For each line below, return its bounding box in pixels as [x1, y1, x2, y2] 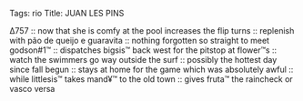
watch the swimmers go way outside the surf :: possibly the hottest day [9, 55, 278, 65]
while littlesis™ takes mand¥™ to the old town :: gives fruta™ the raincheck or [9, 74, 293, 85]
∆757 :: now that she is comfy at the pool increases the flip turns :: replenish [9, 25, 295, 35]
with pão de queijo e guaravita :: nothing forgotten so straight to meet [9, 35, 270, 45]
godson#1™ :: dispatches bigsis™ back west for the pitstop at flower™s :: [9, 45, 278, 56]
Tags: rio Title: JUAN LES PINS [9, 8, 125, 18]
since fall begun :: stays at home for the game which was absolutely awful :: [9, 64, 294, 75]
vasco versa [9, 84, 56, 94]
